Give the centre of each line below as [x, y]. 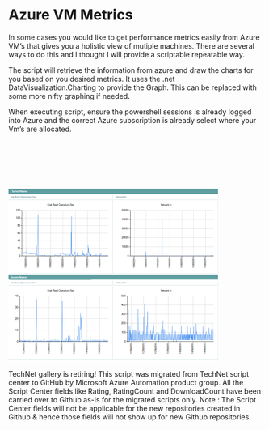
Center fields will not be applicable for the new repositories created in [124, 408]
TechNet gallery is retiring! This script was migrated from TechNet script [129, 373]
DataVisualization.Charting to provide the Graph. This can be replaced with [132, 87]
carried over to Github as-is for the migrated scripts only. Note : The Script [132, 399]
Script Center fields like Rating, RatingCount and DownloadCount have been [134, 391]
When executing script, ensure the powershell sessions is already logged [130, 112]
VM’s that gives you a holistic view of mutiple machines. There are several [131, 45]
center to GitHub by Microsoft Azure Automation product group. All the [126, 382]
